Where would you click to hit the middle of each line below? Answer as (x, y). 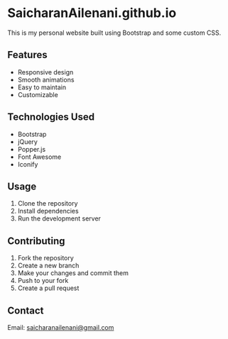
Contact (26, 310)
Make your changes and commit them (73, 273)
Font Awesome (39, 157)
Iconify (28, 164)
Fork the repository (46, 258)
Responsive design (45, 72)
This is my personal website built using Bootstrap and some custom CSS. (114, 33)
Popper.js (32, 149)
